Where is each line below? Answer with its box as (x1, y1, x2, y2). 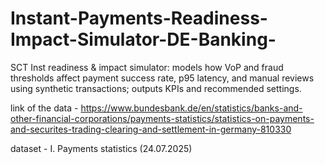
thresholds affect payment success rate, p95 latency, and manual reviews (10, 72, 315, 84)
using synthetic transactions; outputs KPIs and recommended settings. (10, 82, 302, 94)
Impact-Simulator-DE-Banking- (10, 28, 277, 51)
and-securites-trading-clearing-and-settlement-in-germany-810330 (10, 123, 292, 135)
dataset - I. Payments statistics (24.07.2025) (10, 142, 193, 154)
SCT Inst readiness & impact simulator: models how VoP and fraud (10, 61, 284, 73)
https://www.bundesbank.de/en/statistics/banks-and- (80, 102, 303, 114)
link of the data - (10, 102, 79, 114)
